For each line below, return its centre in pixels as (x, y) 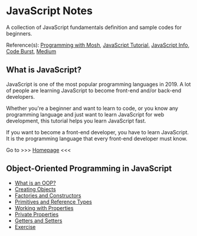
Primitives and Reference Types (53, 202)
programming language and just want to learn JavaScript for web (85, 114)
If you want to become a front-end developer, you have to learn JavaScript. (98, 132)
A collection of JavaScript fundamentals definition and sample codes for (94, 27)
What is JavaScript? (44, 70)
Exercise (25, 227)
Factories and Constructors (48, 195)
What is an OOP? (35, 183)
